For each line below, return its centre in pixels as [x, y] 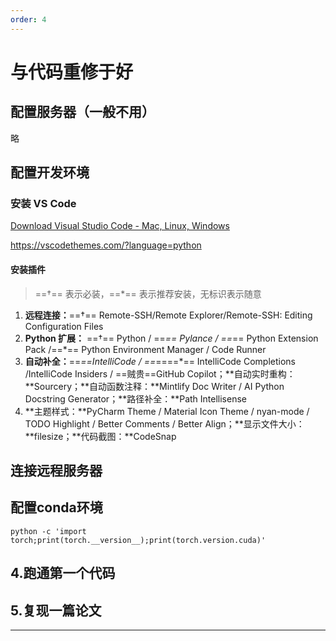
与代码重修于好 [72, 72]
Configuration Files [64, 326]
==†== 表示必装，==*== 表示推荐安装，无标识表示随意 [148, 293]
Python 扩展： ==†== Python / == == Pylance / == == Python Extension [171, 338]
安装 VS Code [43, 203]
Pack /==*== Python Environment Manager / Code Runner [145, 349]
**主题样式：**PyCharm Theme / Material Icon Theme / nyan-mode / [167, 411]
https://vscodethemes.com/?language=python [106, 245]
